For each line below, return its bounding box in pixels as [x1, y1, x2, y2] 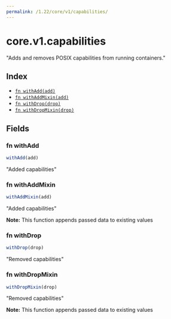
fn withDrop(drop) [14, 101, 61, 107]
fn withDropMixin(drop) [14, 107, 75, 113]
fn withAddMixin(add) [14, 95, 69, 101]
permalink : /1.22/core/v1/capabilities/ [6, 8, 109, 15]
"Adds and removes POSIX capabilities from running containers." [6, 54, 166, 61]
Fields [6, 123, 30, 134]
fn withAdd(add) [14, 88, 56, 94]
